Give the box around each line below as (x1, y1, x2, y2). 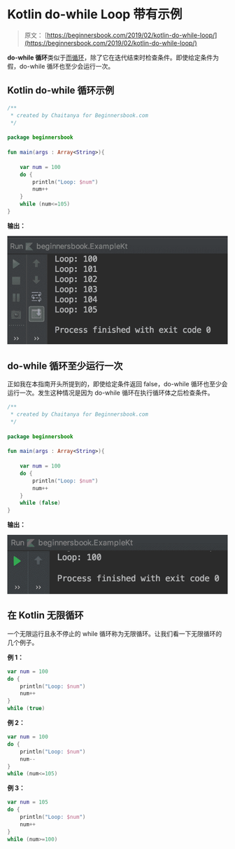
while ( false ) (20, 499, 61, 507)
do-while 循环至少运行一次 (7, 360, 123, 372)
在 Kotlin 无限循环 (7, 609, 84, 621)
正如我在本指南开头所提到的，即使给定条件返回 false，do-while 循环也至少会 (7, 380, 228, 388)
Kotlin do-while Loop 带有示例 (7, 6, 183, 22)
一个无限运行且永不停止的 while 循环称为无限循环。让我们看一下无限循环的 (7, 629, 222, 638)
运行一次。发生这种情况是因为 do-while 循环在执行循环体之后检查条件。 (7, 388, 214, 397)
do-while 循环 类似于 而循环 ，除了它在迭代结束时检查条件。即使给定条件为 (7, 53, 219, 62)
